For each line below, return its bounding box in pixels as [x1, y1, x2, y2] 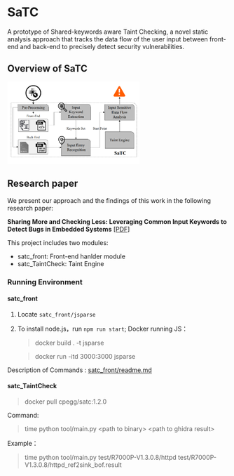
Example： [7, 439, 39, 448]
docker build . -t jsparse [34, 338, 104, 347]
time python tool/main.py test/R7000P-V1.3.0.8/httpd [24, 454, 177, 462]
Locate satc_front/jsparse [17, 310, 96, 318]
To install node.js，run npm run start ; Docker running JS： [17, 324, 188, 333]
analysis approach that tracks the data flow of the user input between [7, 34, 208, 43]
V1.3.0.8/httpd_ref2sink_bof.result [24, 461, 123, 469]
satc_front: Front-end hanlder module [17, 252, 126, 260]
